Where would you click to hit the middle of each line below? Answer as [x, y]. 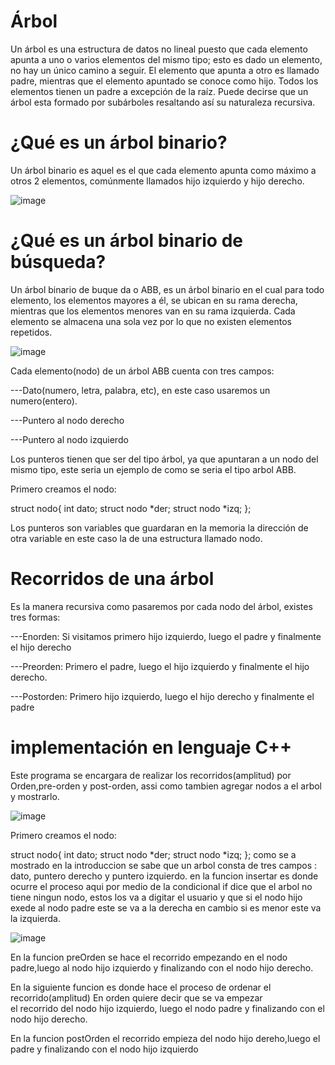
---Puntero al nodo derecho [67, 420]
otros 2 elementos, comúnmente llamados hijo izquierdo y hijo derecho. [157, 181]
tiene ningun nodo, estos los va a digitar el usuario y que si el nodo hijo [156, 897]
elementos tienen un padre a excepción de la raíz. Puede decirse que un [159, 91]
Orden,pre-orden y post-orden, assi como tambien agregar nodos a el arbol [166, 786]
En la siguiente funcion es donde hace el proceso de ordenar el [141, 987]
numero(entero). [44, 401]
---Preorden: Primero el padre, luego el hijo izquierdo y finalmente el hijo [160, 666]
